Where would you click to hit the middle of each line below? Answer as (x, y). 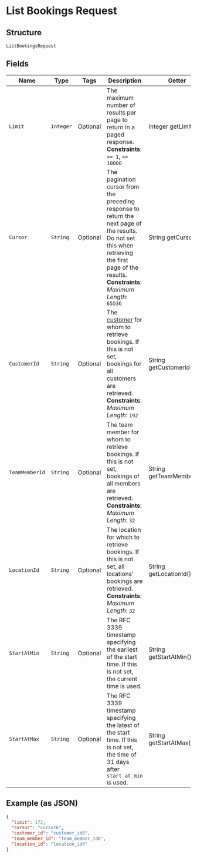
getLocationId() (170, 574)
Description (125, 81)
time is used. (124, 686)
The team (120, 424)
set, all (116, 567)
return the (120, 216)
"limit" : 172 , (28, 822)
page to (117, 120)
